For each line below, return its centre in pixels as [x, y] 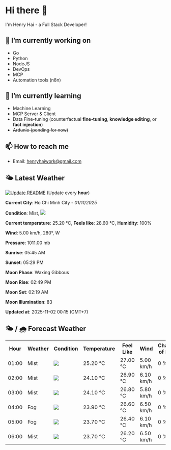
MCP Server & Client [34, 114]
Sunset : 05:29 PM [24, 262]
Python [20, 58]
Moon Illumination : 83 [29, 302]
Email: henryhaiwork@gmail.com [47, 161]
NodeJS [21, 64]
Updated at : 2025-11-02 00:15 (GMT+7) [47, 312]
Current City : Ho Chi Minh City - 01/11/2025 [51, 203]
